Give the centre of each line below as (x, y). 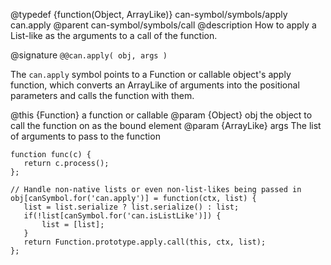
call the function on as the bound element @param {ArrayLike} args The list (166, 125)
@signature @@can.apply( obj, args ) (89, 55)
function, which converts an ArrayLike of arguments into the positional (155, 85)
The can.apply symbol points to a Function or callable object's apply (151, 74)
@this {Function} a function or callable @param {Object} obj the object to (161, 115)
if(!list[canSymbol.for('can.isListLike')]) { (122, 216)
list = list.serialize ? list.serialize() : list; (131, 207)
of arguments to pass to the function (85, 136)
